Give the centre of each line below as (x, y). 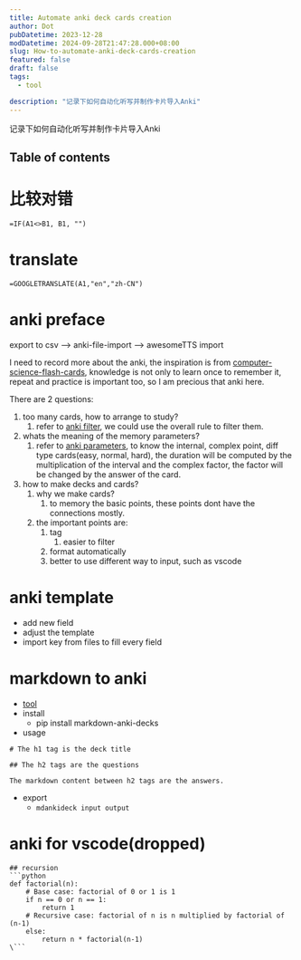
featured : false (40, 60)
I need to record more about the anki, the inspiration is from (120, 362)
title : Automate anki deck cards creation (90, 18)
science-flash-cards (47, 371)
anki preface (57, 319)
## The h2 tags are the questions (75, 765)
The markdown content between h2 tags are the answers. (117, 781)
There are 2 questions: (52, 398)
